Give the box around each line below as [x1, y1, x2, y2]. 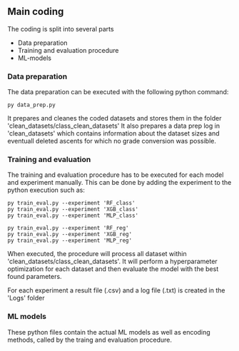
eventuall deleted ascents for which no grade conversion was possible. [7, 137, 216, 146]
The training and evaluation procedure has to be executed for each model [7, 171, 224, 179]
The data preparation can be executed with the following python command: [7, 88, 229, 96]
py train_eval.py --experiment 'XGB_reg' [7, 231, 133, 238]
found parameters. [7, 273, 62, 281]
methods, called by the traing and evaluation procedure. [7, 335, 173, 344]
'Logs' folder [7, 294, 45, 302]
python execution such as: [7, 185, 86, 195]
